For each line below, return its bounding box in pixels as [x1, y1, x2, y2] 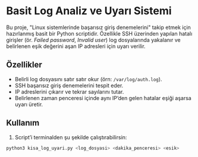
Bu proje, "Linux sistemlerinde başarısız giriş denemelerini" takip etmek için [6, 24, 191, 31]
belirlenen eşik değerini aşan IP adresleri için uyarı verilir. [6, 43, 146, 50]
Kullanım [6, 118, 40, 128]
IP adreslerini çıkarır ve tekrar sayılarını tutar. [14, 88, 124, 95]
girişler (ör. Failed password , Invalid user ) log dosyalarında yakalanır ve [6, 36, 181, 43]
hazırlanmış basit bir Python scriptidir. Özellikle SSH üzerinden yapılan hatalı [6, 30, 193, 37]
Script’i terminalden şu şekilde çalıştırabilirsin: [14, 133, 127, 140]
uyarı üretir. [14, 101, 43, 108]
